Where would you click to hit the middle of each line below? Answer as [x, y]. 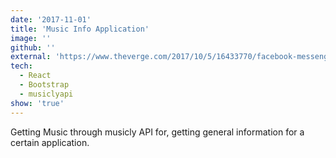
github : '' [33, 47]
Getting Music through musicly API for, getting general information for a [157, 132]
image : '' [31, 38]
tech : [21, 66]
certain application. [50, 142]
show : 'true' [37, 103]
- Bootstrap [44, 85]
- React [35, 76]
